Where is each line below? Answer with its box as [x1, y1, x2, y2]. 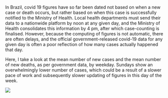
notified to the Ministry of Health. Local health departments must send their [5, 15, 161, 20]
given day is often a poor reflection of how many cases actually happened [5, 41, 158, 47]
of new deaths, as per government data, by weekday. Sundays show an [5, 62, 153, 67]
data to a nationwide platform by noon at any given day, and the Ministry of [5, 20, 160, 26]
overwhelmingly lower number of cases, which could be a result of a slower [5, 67, 161, 73]
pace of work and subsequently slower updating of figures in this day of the [5, 72, 162, 78]
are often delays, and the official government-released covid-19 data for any [5, 36, 163, 42]
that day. [5, 47, 24, 52]
